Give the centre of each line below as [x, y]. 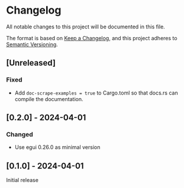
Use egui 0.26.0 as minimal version [57, 147]
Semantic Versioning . [32, 44]
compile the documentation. [49, 99]
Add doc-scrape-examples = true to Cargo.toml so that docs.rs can [96, 93]
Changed [20, 134]
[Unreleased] [31, 63]
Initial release [22, 180]
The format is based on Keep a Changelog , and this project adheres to [92, 38]
